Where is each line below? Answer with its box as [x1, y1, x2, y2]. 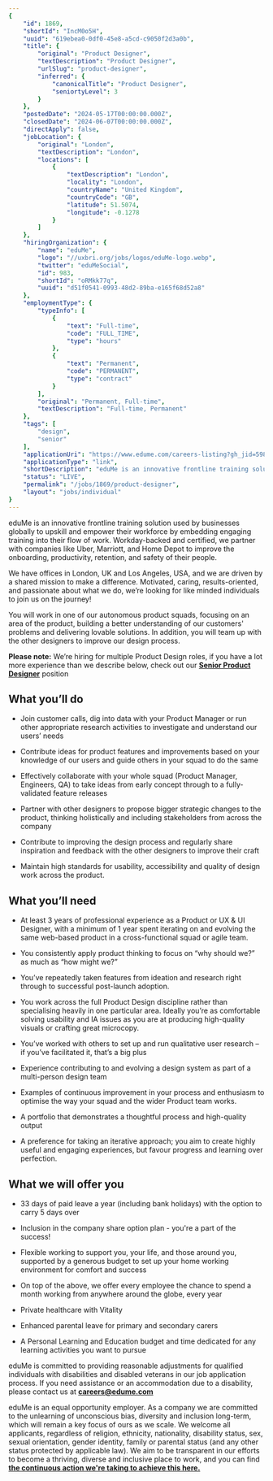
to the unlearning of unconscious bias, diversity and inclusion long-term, [8, 1411, 252, 1421]
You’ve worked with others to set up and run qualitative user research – [19, 1039, 260, 1049]
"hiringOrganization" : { [23, 239, 107, 247]
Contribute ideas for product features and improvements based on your [19, 747, 260, 757]
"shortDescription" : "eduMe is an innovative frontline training [23, 465, 249, 474]
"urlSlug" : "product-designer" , [37, 65, 148, 73]
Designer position [8, 668, 69, 679]
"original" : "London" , [37, 140, 115, 149]
